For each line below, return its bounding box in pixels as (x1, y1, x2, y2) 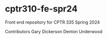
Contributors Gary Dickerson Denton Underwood (5, 28, 103, 34)
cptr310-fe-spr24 (5, 3, 78, 14)
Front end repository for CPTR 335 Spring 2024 (5, 19, 100, 25)
